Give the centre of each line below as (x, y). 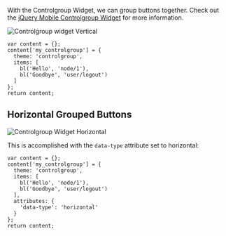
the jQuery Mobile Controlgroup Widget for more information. (96, 18)
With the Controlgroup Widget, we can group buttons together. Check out (113, 10)
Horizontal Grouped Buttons (70, 115)
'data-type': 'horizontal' (59, 207)
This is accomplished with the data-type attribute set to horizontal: (103, 145)
